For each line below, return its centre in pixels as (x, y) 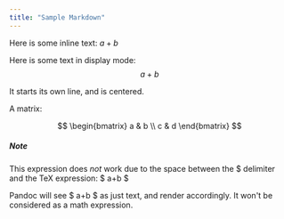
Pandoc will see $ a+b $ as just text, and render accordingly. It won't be (141, 195)
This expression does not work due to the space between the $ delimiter (142, 168)
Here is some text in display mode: (73, 60)
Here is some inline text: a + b (64, 43)
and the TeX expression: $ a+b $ (69, 178)
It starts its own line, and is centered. (77, 91)
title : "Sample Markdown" (57, 17)
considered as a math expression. (71, 205)
